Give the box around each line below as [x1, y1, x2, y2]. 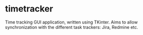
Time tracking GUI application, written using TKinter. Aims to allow [5, 19, 138, 25]
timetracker [5, 3, 54, 14]
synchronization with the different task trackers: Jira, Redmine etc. [5, 24, 139, 30]
